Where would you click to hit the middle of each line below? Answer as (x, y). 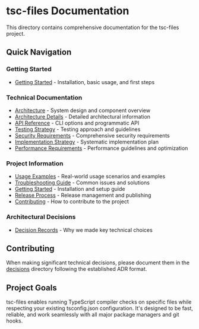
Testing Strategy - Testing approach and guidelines (78, 129)
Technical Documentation (44, 97)
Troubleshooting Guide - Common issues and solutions (82, 183)
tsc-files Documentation (68, 11)
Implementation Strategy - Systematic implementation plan (87, 142)
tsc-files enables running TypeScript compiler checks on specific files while (99, 302)
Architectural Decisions (41, 217)
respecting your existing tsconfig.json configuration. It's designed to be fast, (99, 308)
